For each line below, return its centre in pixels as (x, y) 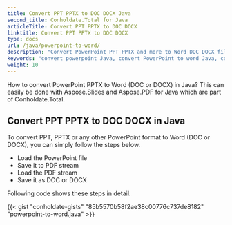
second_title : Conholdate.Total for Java (68, 20)
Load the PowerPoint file (52, 158)
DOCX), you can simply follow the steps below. (74, 145)
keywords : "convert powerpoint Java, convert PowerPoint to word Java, (112, 59)
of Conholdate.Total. (36, 99)
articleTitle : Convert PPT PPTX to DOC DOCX (72, 26)
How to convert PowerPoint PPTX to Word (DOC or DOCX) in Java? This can (116, 84)
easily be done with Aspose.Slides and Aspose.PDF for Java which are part (114, 92)
